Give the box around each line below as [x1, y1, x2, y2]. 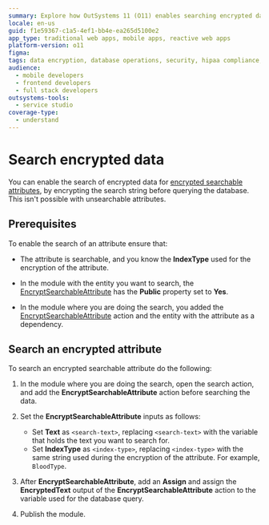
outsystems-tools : [8, 94, 70, 102]
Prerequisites [8, 217, 77, 231]
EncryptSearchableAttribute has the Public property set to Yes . [19, 286, 229, 297]
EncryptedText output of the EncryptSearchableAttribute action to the [19, 486, 256, 495]
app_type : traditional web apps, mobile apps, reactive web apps [8, 34, 231, 42]
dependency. [19, 319, 64, 329]
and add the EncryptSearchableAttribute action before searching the [19, 388, 251, 398]
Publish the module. [19, 510, 86, 519]
